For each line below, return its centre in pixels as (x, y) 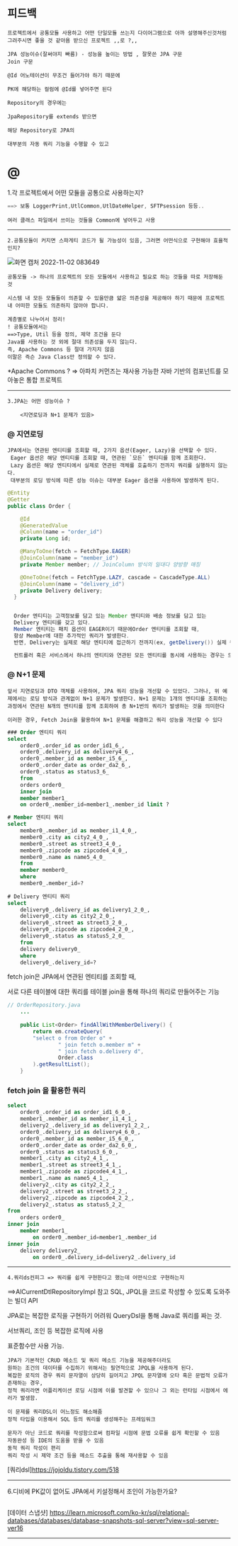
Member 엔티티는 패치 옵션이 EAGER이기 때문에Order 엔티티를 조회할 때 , (107, 630)
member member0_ (44, 870)
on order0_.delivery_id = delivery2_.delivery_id (104, 1257)
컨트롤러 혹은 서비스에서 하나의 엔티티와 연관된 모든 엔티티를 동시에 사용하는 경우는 (119, 655)
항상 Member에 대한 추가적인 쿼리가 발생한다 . (72, 636)
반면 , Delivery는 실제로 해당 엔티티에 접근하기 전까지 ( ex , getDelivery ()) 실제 (120, 642)
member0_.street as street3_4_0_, (71, 843)
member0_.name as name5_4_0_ (63, 857)
